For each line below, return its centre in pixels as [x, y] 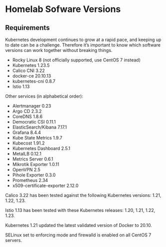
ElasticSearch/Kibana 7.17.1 [40, 127]
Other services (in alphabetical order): [44, 96]
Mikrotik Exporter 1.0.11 [36, 164]
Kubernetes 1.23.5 [31, 65]
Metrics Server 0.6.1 [33, 159]
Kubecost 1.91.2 [28, 143]
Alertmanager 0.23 [32, 106]
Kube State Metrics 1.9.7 [37, 138]
